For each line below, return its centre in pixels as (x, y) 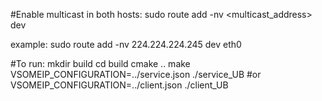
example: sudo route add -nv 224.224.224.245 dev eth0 (126, 44)
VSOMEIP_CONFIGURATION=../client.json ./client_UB (119, 85)
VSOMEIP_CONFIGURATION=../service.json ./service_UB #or (136, 74)
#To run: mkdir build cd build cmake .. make (100, 63)
